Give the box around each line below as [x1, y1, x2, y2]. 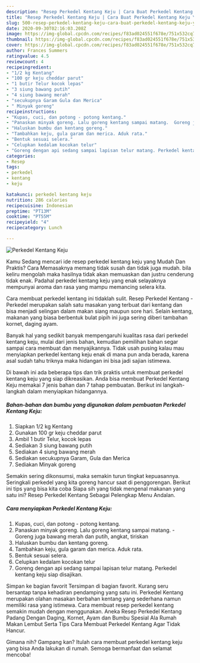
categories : [6, 153, 36, 159]
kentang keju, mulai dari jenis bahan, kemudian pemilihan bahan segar [6, 338, 179, 345]
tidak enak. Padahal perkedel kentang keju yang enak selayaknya [6, 277, 166, 284]
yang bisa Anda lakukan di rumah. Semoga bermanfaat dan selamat [6, 645, 172, 652]
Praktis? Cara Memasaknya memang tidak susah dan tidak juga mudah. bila [6, 264, 192, 272]
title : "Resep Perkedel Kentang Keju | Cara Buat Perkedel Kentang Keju [6, 14, 190, 20]
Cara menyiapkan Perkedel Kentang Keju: [6, 505, 112, 512]
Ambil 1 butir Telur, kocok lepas [14, 435, 92, 442]
